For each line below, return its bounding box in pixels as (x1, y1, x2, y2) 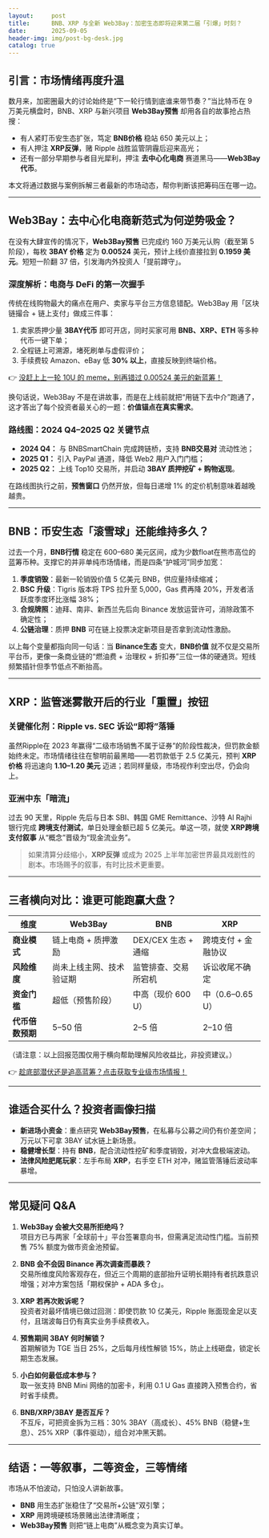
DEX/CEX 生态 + (132, 934, 194, 946)
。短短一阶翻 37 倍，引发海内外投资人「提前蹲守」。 (15, 256, 186, 266)
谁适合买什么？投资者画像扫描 (8, 1103, 156, 1117)
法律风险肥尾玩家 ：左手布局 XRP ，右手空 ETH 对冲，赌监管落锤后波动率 (19, 1155, 259, 1165)
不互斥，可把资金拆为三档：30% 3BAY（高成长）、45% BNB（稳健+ (19, 1418, 244, 1427)
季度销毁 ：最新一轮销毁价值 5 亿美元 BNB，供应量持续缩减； (19, 575, 220, 584)
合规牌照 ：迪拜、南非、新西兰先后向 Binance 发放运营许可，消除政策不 (19, 604, 255, 614)
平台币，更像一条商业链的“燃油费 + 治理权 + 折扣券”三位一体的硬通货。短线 (8, 652, 256, 661)
